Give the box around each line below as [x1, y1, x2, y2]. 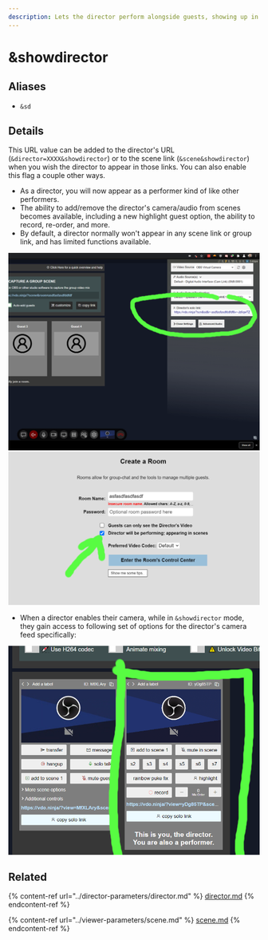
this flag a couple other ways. [8, 171, 106, 180]
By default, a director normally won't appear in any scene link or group [19, 228, 253, 239]
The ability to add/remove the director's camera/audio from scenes [19, 203, 241, 213]
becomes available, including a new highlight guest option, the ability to [19, 211, 255, 221]
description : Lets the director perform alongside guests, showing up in [8, 13, 259, 21]
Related [8, 870, 48, 883]
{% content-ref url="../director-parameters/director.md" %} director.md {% [8, 891, 255, 901]
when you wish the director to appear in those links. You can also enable [8, 162, 247, 172]
